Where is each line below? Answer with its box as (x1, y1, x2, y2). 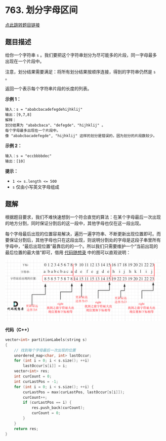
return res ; (14, 426, 39, 431)
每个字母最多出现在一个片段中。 (5, 128, 61, 133)
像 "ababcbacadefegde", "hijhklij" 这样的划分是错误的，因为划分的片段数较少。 (5, 133, 157, 138)
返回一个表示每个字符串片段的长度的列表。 (5, 85, 92, 91)
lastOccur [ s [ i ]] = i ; (23, 364, 68, 368)
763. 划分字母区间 (5, 4, 78, 16)
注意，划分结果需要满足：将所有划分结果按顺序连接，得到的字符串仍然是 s (5, 69, 156, 74)
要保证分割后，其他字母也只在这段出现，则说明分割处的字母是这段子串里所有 (5, 237, 161, 243)
